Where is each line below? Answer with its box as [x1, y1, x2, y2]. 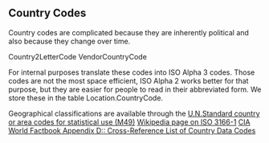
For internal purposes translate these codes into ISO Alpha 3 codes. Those [8, 67, 255, 77]
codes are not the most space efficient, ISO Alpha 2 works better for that [8, 76, 249, 85]
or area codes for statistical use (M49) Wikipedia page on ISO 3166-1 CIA [8, 116, 251, 127]
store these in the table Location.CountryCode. [8, 92, 163, 103]
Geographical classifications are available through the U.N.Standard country [8, 108, 260, 118]
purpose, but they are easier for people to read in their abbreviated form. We [8, 84, 262, 94]
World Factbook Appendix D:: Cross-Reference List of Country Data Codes [8, 125, 256, 135]
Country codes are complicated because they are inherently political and [8, 27, 249, 37]
